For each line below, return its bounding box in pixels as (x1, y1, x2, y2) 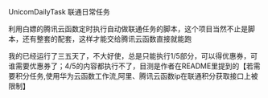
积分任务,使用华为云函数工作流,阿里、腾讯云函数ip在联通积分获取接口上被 (14, 71, 259, 80)
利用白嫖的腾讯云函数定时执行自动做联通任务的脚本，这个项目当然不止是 (8, 24, 248, 34)
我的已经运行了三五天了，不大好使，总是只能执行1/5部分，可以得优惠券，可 (8, 51, 258, 60)
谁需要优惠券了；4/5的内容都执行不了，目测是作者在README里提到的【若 (8, 61, 254, 71)
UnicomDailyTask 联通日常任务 (8, 7, 110, 16)
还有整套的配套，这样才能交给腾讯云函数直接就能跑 (22, 35, 192, 43)
